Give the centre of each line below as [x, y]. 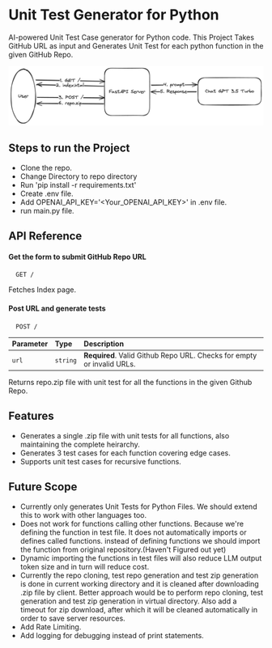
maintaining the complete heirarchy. [80, 444]
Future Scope [43, 487]
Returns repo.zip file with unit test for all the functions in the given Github [130, 382]
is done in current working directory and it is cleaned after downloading [139, 583]
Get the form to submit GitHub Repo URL [78, 256]
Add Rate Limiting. [51, 627]
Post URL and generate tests [57, 308]
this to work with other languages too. [83, 515]
